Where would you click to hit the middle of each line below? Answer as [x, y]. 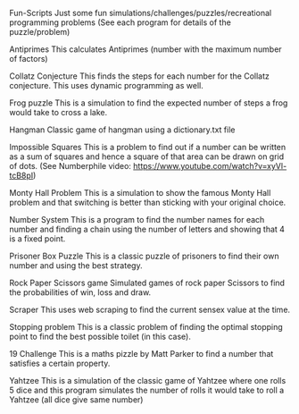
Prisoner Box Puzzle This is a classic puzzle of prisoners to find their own [144, 256]
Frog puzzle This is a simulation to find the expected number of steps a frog [149, 103]
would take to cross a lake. [58, 112]
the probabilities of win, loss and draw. [80, 292]
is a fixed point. [37, 239]
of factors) [29, 59]
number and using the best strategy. [76, 266]
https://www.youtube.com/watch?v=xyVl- [210, 166]
